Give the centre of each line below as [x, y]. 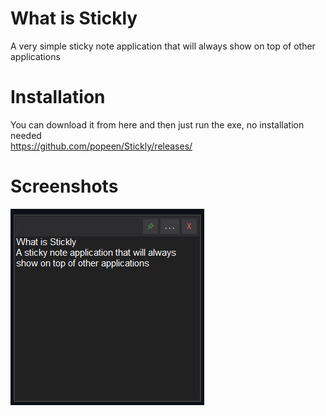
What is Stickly [74, 18]
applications [35, 56]
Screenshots [64, 186]
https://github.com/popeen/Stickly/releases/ [101, 146]
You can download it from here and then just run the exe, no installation [157, 124]
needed [26, 135]
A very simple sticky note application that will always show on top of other [163, 46]
